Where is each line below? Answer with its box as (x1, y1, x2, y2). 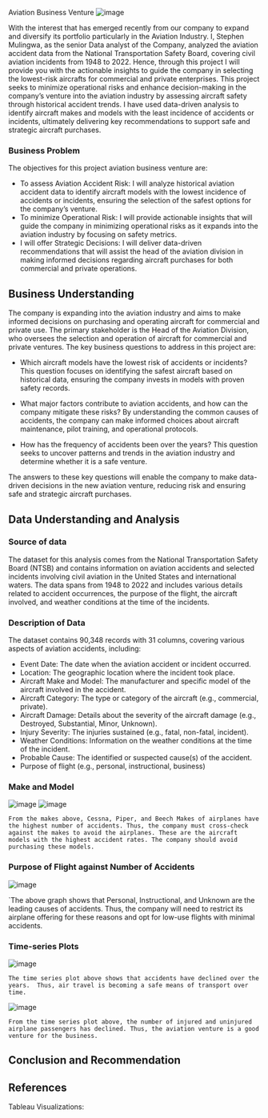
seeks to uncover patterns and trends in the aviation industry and (19, 448, 235, 458)
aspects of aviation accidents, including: (8, 644, 142, 654)
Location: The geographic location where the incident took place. (19, 668, 235, 678)
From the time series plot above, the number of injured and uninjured (8, 1017, 252, 1026)
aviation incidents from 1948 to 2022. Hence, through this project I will (8, 57, 240, 66)
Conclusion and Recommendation (8, 1053, 182, 1068)
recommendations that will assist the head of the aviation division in (19, 246, 244, 256)
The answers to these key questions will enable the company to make (8, 472, 238, 482)
